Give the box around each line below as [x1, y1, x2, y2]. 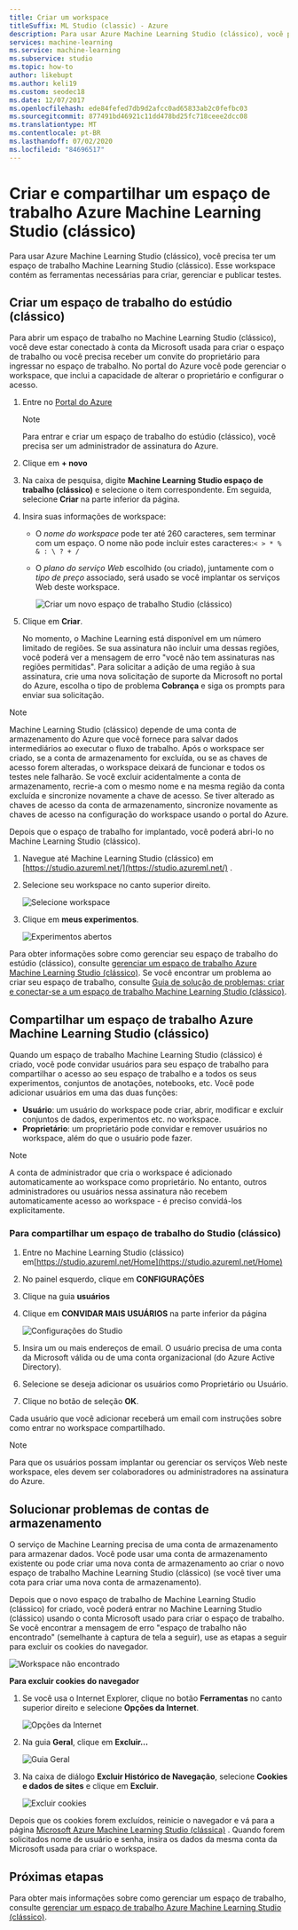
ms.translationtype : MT [9, 121, 98, 130]
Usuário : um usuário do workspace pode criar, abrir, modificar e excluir [21, 1105, 284, 1116]
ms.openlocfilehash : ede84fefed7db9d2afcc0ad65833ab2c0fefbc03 [9, 104, 248, 113]
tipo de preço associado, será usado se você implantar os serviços [35, 572, 281, 583]
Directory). [21, 1362, 62, 1372]
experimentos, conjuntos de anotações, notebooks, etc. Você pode [9, 1078, 255, 1089]
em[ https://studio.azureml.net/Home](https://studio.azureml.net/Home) [21, 1257, 283, 1267]
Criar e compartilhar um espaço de [9, 183, 271, 203]
